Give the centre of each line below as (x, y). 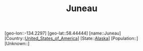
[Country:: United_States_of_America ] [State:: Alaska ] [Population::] (71, 38)
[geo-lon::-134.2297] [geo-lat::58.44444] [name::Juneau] (63, 33)
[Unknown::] (17, 44)
